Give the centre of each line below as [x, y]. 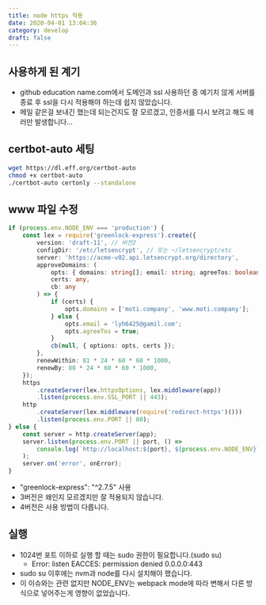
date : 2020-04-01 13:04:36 [53, 23]
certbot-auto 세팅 [51, 149]
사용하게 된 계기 [44, 72]
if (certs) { [72, 302]
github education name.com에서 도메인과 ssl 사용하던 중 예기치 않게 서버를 [137, 93]
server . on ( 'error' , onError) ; [72, 464]
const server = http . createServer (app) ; [90, 434]
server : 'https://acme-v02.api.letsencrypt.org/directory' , [138, 257]
